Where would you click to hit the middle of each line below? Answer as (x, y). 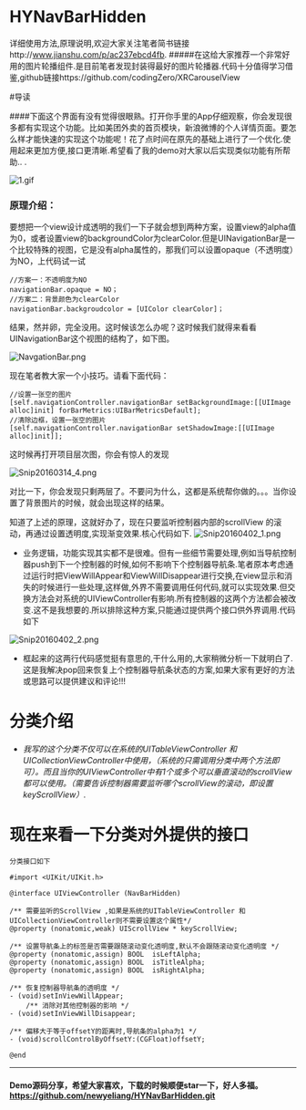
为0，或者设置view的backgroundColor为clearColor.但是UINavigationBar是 (148, 238)
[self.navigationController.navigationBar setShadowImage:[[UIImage (142, 429)
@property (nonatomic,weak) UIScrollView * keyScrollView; (124, 928)
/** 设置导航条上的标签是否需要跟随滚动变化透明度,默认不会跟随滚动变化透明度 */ (144, 946)
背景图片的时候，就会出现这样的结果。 (97, 503)
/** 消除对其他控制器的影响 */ (77, 1005)
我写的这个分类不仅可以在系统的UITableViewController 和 (130, 749)
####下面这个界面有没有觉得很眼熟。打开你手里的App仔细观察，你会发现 (147, 116)
